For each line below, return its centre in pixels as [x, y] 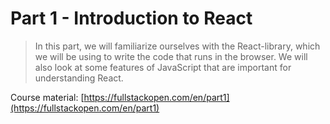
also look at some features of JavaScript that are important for [163, 67]
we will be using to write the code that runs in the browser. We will [171, 56]
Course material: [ [47, 97]
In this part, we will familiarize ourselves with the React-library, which [177, 46]
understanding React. [79, 78]
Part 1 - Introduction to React [131, 18]
